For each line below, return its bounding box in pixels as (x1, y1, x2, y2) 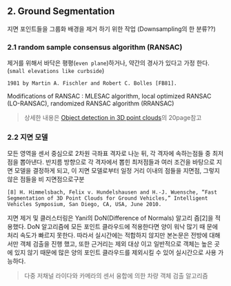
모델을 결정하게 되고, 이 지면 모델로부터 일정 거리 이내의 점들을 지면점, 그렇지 (14, 167, 221, 175)
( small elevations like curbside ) (7, 67, 105, 75)
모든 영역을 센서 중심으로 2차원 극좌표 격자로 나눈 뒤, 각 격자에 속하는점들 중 (7, 150, 211, 158)
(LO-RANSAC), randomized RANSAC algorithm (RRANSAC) (7, 99, 174, 108)
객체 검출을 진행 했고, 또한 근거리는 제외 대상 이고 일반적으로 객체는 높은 (19, 240, 213, 248)
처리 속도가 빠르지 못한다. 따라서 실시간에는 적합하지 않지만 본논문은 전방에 (7, 231, 208, 240)
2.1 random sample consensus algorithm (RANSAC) (7, 42, 183, 52)
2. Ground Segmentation (7, 6, 115, 17)
